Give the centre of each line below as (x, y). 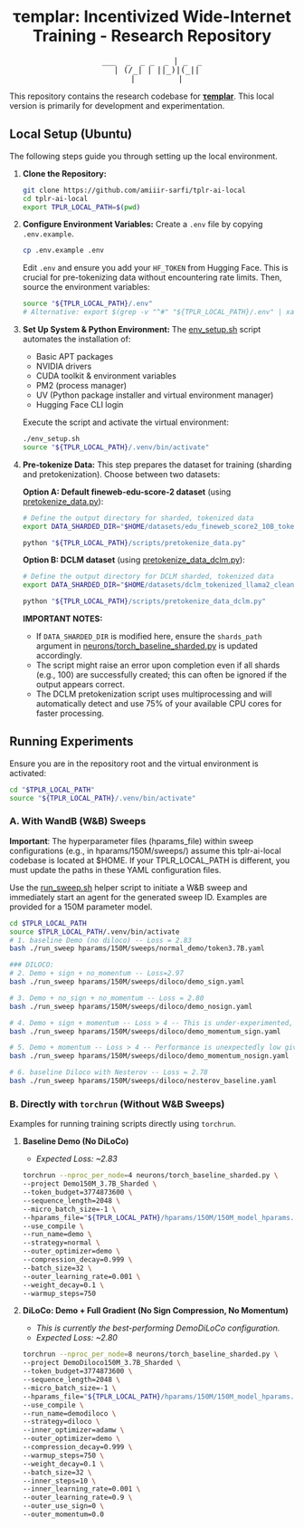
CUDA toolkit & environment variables (106, 376)
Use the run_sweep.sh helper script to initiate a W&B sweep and (128, 887)
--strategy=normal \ (61, 1243)
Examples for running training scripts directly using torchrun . (123, 1124)
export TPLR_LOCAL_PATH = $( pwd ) (81, 207)
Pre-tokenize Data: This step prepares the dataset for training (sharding (157, 465)
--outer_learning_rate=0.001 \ (81, 1276)
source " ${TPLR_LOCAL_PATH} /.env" (87, 304)
